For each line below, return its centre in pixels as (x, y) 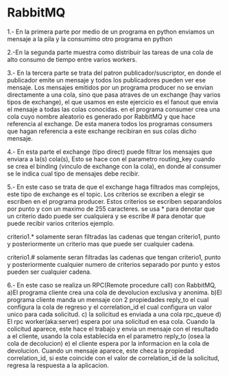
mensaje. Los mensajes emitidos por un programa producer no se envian (110, 87)
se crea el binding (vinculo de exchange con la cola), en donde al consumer (114, 166)
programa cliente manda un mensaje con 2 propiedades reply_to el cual (108, 299)
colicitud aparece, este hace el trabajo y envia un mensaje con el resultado (113, 329)
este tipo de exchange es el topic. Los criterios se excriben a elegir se (106, 194)
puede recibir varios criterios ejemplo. (61, 223)
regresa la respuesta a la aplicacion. (58, 365)
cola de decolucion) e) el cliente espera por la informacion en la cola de (108, 343)
